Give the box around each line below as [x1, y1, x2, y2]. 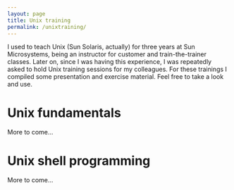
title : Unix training [7, 17, 71, 24]
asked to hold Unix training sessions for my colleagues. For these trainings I [7, 65, 228, 74]
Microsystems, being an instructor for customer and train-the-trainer [7, 50, 207, 58]
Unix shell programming [7, 153, 151, 169]
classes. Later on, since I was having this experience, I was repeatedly [7, 58, 212, 66]
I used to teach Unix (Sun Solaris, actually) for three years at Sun [7, 43, 195, 51]
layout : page [7, 10, 46, 18]
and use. [7, 80, 33, 89]
